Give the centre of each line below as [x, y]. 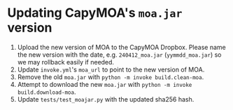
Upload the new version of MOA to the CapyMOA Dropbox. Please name [121, 47]
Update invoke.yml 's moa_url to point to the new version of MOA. [111, 69]
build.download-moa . [47, 92]
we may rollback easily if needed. [65, 62]
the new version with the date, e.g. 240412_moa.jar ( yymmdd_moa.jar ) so [119, 55]
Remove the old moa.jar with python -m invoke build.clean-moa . [111, 77]
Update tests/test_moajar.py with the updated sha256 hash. [106, 99]
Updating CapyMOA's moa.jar [95, 13]
